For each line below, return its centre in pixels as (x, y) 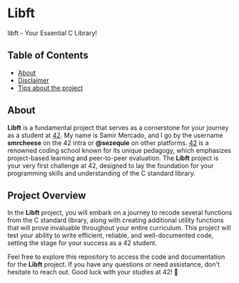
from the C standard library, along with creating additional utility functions (116, 220)
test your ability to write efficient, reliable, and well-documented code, (111, 235)
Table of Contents (48, 55)
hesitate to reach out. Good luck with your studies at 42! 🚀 (93, 272)
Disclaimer (34, 80)
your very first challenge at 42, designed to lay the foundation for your (111, 165)
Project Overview (47, 195)
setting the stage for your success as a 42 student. (82, 243)
